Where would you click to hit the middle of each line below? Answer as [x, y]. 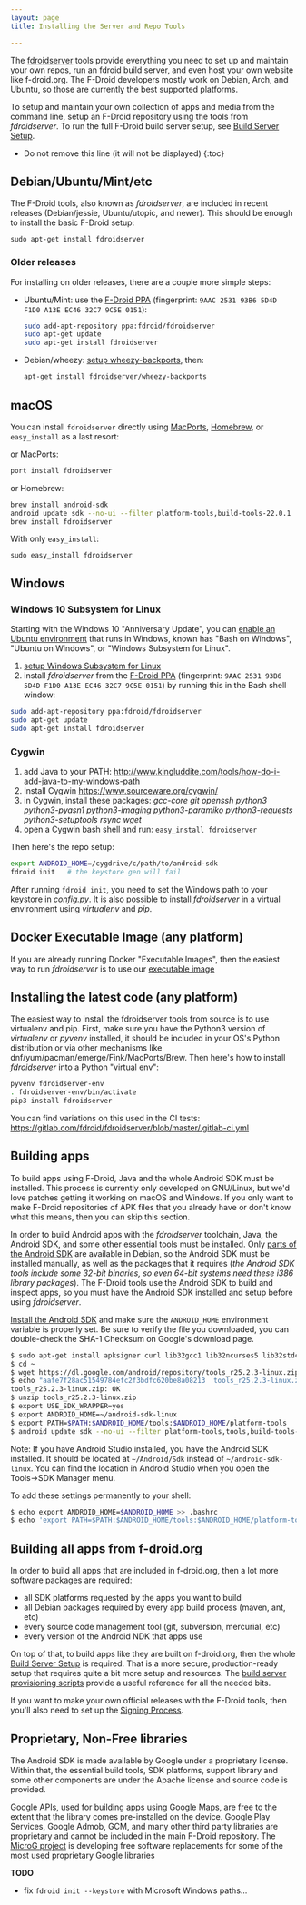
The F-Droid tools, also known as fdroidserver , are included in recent [139, 203]
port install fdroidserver [61, 470]
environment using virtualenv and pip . [81, 908]
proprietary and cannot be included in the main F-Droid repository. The [143, 1836]
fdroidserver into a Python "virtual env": [85, 1067]
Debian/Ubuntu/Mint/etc [81, 181]
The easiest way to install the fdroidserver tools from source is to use [140, 1019]
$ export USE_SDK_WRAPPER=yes [68, 1407]
